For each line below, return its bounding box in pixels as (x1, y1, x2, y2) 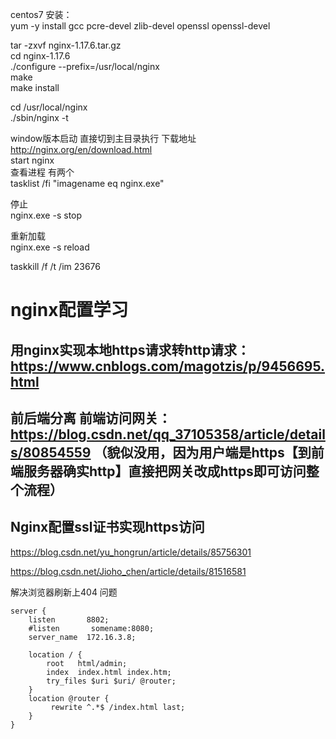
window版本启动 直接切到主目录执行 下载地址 (10, 133, 197, 144)
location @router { (28, 693, 110, 703)
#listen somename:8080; (28, 623, 155, 633)
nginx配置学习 (10, 299, 129, 322)
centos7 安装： (10, 9, 73, 20)
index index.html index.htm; (46, 667, 172, 677)
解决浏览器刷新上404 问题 (10, 586, 118, 598)
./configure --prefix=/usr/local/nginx (10, 61, 160, 72)
